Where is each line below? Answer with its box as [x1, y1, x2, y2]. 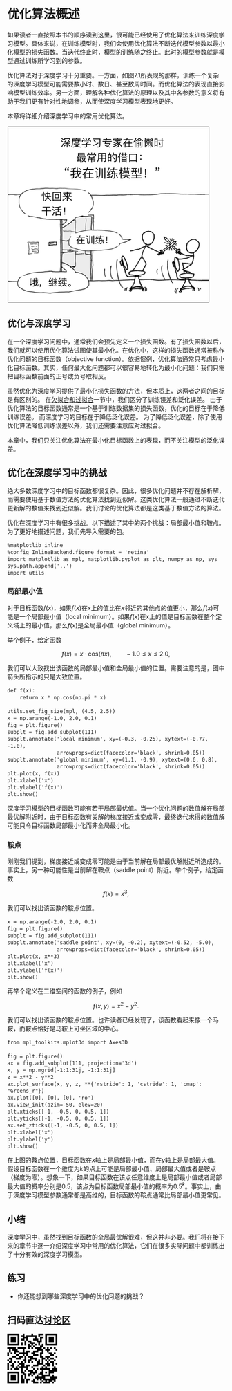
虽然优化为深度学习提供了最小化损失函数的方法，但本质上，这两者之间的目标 [7, 387, 225, 395]
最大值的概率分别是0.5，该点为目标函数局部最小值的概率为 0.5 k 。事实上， [7, 1181, 215, 1190]
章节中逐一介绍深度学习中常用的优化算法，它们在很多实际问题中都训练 [19, 1241, 219, 1249]
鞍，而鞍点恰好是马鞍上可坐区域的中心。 [7, 1024, 122, 1033]
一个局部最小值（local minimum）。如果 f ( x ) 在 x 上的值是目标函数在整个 [19, 612, 216, 620]
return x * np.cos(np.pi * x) [19, 694, 107, 701]
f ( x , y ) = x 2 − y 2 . [93, 1000, 139, 1010]
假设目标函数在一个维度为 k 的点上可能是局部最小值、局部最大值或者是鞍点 [7, 1165, 216, 1173]
